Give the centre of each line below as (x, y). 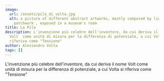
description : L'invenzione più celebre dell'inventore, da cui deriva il (82, 32)
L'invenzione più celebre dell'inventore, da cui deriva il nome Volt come (77, 64)
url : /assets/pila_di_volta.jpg (42, 14)
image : (12, 9)
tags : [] (14, 50)
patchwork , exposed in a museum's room (55, 23)
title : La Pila (20, 28)
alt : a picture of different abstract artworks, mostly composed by (81, 18)
